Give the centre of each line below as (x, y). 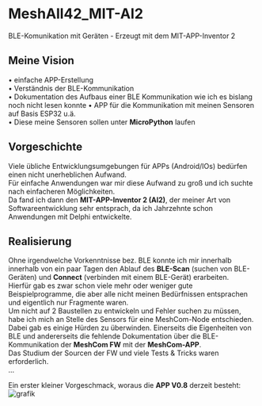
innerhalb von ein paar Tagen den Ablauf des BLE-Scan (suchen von (120, 269)
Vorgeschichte (46, 147)
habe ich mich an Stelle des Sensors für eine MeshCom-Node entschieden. (131, 320)
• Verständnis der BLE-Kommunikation (71, 88)
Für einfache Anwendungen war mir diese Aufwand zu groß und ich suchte (131, 182)
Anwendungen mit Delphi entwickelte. (70, 216)
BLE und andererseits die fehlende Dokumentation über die (104, 336)
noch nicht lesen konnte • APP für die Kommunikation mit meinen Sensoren (131, 105)
